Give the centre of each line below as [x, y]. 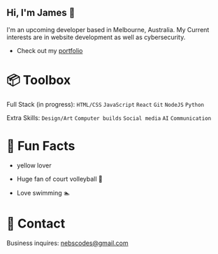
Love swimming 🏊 [43, 193]
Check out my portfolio [50, 50]
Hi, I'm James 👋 [41, 13]
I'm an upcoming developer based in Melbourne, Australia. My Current [108, 29]
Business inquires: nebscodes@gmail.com [67, 243]
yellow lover [34, 165]
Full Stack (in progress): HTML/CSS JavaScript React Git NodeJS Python [106, 104]
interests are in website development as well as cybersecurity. [96, 37]
